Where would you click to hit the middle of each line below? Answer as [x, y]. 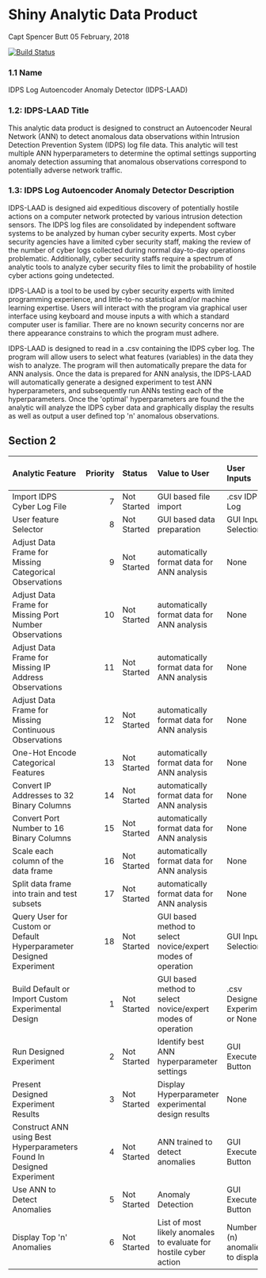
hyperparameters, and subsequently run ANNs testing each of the [116, 390]
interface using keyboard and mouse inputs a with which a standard [119, 316]
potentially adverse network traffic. [65, 170]
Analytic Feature [44, 473]
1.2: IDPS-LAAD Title [49, 110]
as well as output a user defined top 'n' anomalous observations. [114, 415]
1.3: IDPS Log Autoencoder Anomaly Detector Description [122, 191]
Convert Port [36, 818]
